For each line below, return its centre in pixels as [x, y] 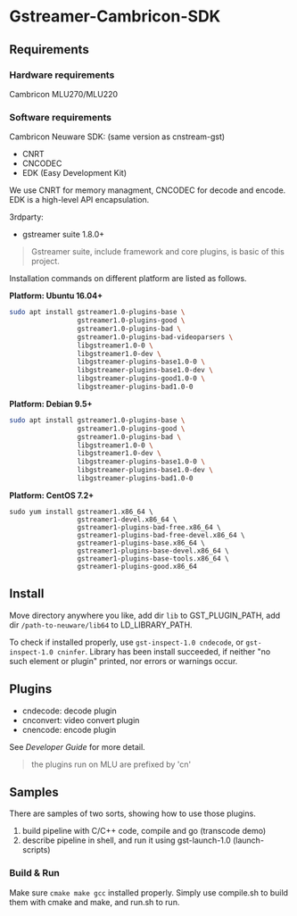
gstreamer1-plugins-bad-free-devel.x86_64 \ [161, 535]
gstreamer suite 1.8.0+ [63, 235]
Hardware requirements [62, 75]
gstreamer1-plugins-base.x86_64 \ [141, 543]
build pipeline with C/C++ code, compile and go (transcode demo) [144, 831]
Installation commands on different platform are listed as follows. [128, 279]
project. [45, 262]
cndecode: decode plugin [70, 711]
